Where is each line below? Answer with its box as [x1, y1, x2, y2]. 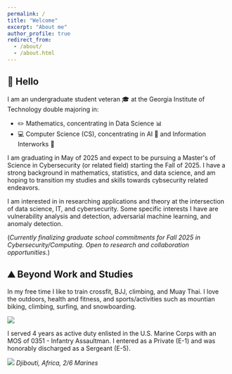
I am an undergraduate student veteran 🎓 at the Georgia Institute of [7, 94, 205, 103]
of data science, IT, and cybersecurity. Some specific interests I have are [7, 204, 219, 213]
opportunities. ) [7, 248, 51, 256]
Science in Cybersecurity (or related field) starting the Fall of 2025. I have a [7, 161, 226, 169]
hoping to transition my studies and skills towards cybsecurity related [7, 175, 209, 184]
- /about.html [13, 50, 55, 57]
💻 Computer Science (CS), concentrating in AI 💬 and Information [17, 130, 206, 138]
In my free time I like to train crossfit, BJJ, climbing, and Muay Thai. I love [7, 287, 219, 296]
